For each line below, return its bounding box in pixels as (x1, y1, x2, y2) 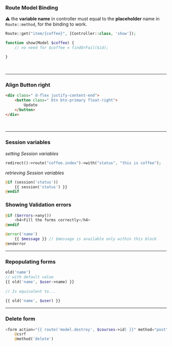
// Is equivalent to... (5, 289, 56, 294)
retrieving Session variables (5, 170, 64, 176)
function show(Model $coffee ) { (5, 40, 74, 46)
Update (24, 102, 38, 108)
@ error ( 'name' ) (5, 232, 38, 237)
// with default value (5, 274, 54, 279)
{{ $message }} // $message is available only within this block (14, 236, 157, 242)
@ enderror (5, 241, 27, 246)
